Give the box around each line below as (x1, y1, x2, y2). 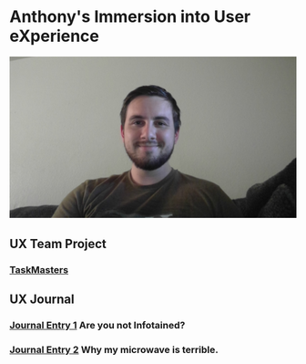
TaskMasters (9, 263, 69, 276)
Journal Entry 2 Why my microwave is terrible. (9, 343, 219, 356)
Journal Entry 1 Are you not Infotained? (9, 319, 186, 332)
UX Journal (9, 292, 75, 307)
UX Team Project (9, 235, 107, 252)
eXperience (9, 26, 100, 47)
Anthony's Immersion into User (9, 6, 251, 27)
